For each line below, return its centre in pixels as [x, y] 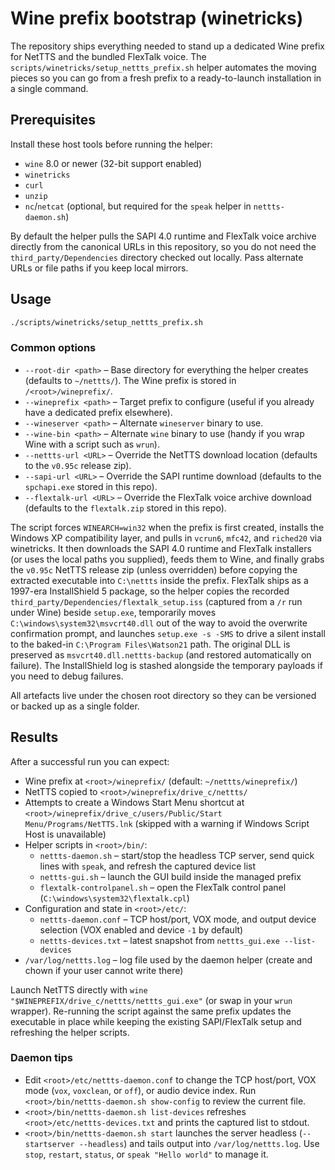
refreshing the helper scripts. [70, 1032]
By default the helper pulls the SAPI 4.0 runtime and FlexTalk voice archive [163, 236]
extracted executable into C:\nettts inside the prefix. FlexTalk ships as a [159, 580]
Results [34, 737]
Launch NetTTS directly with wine [79, 989]
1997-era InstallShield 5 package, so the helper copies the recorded [150, 591]
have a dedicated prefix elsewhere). [98, 412]
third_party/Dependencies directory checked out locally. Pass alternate [157, 257]
